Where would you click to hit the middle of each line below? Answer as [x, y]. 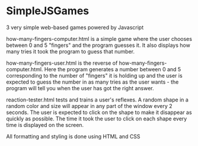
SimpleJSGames [48, 11]
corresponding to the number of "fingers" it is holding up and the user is [94, 75]
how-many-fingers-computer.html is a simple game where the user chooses [99, 39]
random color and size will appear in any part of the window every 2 [90, 106]
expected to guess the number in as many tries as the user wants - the [92, 82]
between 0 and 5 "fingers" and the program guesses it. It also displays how [98, 45]
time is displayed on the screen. [45, 125]
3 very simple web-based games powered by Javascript [75, 27]
